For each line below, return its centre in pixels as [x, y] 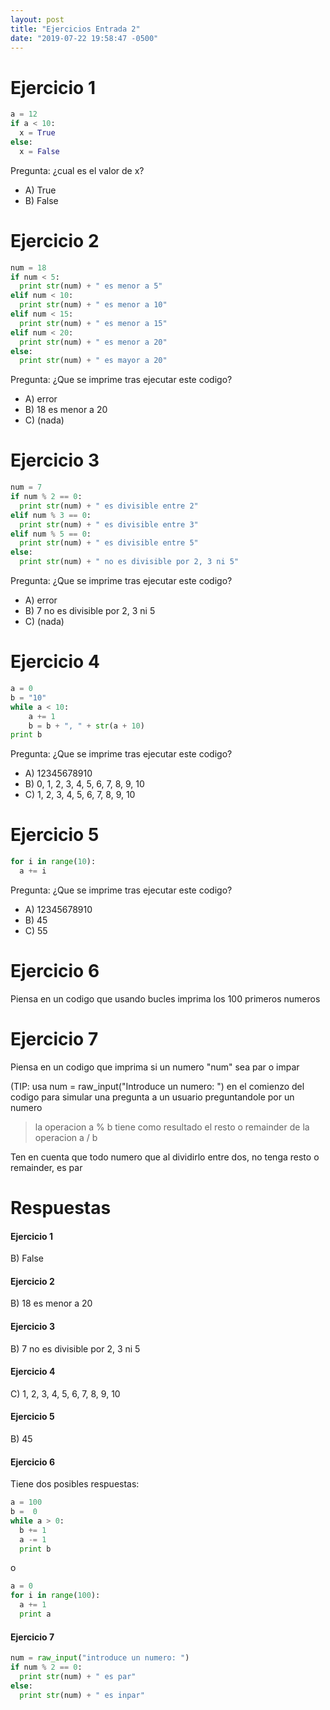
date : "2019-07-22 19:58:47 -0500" [84, 38]
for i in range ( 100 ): [55, 1596]
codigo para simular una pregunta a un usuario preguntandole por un [152, 1097]
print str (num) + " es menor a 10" [93, 305]
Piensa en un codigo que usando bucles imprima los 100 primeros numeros [165, 998]
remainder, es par [46, 1167]
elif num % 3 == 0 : [51, 515]
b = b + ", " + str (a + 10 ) [86, 726]
